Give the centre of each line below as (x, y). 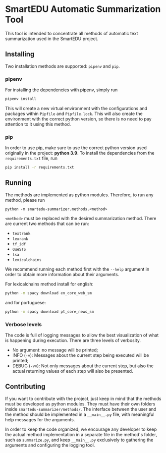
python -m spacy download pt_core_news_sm (50, 311)
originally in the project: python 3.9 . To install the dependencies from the (80, 153)
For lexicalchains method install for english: (49, 284)
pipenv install (21, 99)
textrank (21, 233)
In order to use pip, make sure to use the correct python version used (76, 148)
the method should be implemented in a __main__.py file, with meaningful (80, 414)
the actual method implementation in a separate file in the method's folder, (81, 434)
